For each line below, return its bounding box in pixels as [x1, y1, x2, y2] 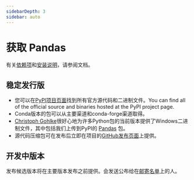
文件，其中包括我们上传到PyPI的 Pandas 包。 [19, 125, 129, 132]
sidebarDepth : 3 [6, 8, 46, 15]
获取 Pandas [6, 41, 66, 54]
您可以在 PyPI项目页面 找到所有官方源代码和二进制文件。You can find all [14, 97, 186, 104]
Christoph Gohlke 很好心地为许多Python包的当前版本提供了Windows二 [14, 117, 183, 124]
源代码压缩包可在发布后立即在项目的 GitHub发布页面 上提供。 [14, 132, 160, 139]
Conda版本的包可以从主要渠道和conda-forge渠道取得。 [14, 110, 148, 117]
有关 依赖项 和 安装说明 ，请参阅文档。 [6, 61, 93, 68]
